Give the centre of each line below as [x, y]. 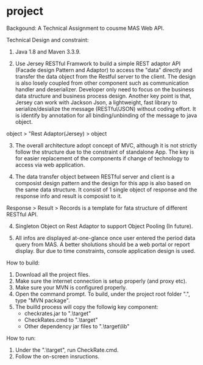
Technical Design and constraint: [48, 40]
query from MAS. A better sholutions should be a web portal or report [102, 244]
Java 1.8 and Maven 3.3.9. [48, 51]
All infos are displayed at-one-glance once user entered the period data [105, 238]
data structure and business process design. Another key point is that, [103, 96]
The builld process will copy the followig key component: [87, 307]
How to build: [23, 263]
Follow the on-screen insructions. [57, 356]
